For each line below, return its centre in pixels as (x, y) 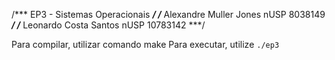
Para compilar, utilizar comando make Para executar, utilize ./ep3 (145, 44)
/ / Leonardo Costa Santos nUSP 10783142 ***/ (108, 25)
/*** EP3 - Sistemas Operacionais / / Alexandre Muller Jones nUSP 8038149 (168, 14)
